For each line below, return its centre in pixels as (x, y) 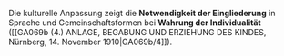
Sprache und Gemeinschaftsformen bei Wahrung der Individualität (135, 23)
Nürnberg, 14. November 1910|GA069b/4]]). (91, 42)
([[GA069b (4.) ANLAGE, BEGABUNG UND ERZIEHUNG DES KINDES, (137, 32)
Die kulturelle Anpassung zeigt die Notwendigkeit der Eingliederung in (142, 13)
